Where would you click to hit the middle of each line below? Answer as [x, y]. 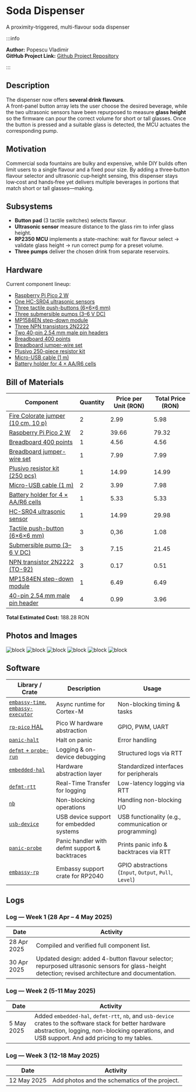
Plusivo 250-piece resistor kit [50, 352]
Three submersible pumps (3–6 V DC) [60, 314]
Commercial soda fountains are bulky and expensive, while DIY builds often [97, 163]
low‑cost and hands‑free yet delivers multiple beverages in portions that [92, 182]
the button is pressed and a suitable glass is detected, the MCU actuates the [98, 125]
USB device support [83, 817]
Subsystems [29, 206]
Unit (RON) [129, 406]
